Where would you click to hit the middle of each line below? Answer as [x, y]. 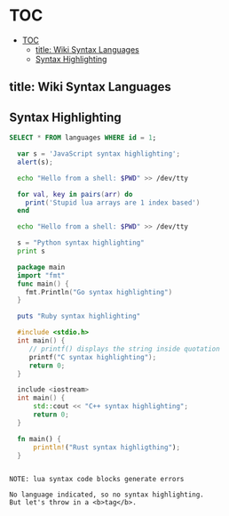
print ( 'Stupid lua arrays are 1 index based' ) [113, 202]
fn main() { [39, 439]
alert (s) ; [35, 162]
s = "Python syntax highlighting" [81, 243]
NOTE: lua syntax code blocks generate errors [97, 480]
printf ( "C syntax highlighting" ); [93, 357]
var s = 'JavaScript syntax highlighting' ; [99, 154]
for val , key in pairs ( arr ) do [75, 194]
